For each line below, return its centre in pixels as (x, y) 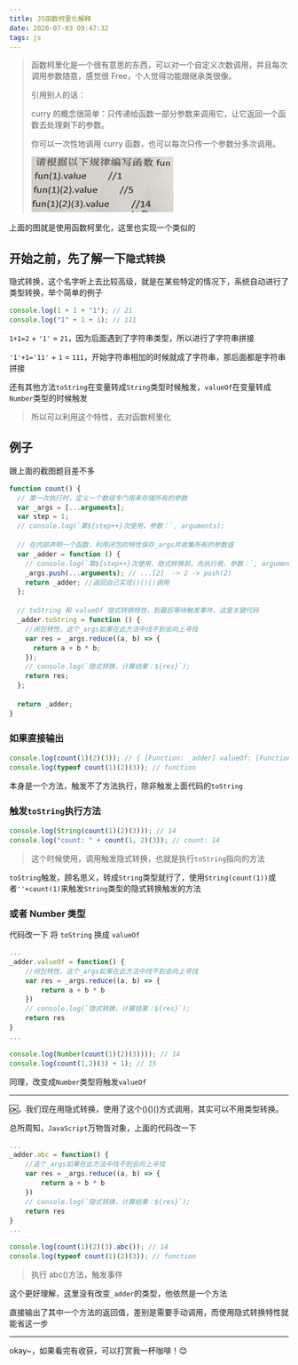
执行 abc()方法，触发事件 (77, 1274)
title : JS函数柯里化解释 (50, 19)
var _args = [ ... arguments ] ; (71, 507)
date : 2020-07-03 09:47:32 (59, 28)
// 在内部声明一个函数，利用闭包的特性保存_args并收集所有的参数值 (125, 545)
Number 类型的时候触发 (48, 398)
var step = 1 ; (43, 517)
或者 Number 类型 (47, 914)
